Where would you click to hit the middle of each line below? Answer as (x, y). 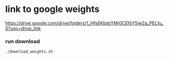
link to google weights (52, 9)
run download (23, 41)
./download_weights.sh (29, 52)
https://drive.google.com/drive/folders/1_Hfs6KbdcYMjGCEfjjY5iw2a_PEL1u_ (84, 23)
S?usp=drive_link (23, 28)
